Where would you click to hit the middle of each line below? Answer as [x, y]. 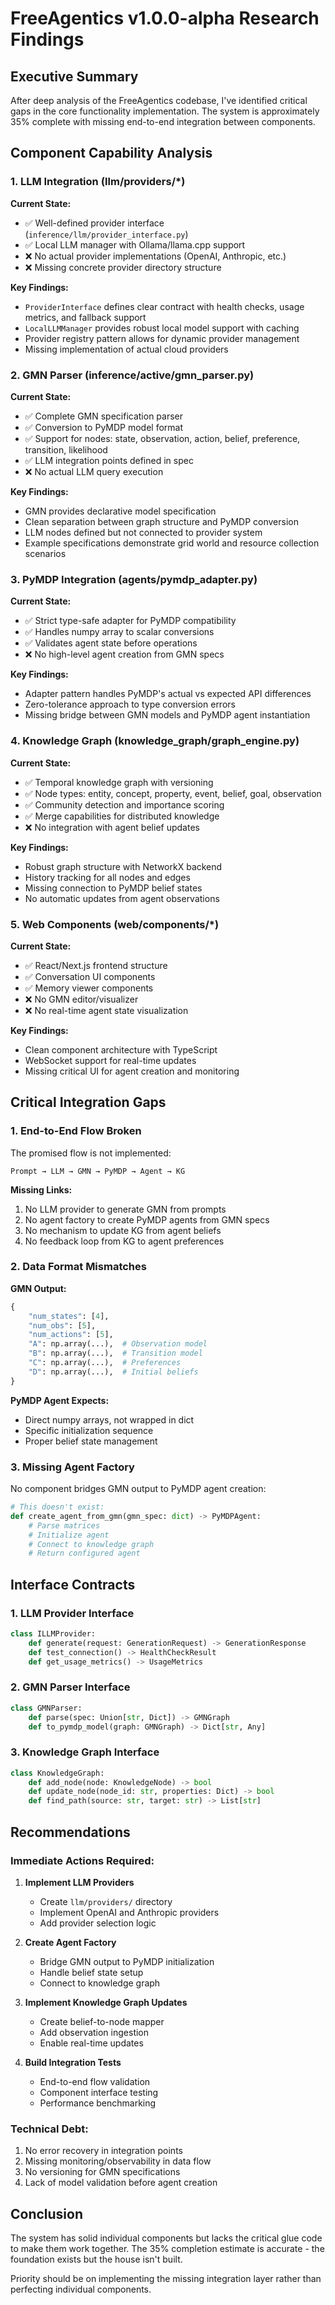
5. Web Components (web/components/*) [115, 924]
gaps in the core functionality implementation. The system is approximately [165, 111]
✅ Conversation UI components [90, 976]
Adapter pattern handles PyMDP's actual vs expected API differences [168, 694]
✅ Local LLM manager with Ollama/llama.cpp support [135, 244]
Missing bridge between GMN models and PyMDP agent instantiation [167, 715]
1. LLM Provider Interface [72, 1613]
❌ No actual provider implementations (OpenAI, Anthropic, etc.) [155, 256]
